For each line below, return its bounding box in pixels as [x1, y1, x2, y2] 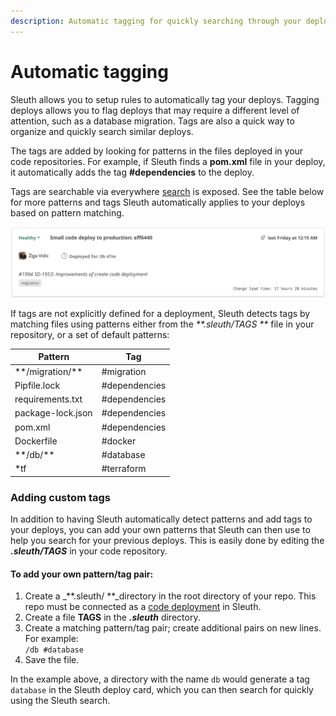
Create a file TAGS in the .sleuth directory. [24, 611, 201, 624]
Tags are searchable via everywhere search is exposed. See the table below [10, 185, 325, 197]
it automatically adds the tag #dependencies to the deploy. [10, 166, 255, 178]
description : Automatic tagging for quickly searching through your [10, 16, 302, 26]
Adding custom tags [10, 490, 111, 504]
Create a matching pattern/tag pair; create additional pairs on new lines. [24, 622, 322, 634]
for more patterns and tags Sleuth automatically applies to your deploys [10, 196, 306, 208]
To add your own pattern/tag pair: [10, 568, 154, 580]
